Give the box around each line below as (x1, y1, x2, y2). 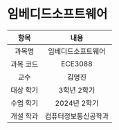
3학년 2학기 (58, 85, 95, 95)
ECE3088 (61, 59, 93, 68)
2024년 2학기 (55, 98, 99, 108)
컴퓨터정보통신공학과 (44, 111, 109, 121)
